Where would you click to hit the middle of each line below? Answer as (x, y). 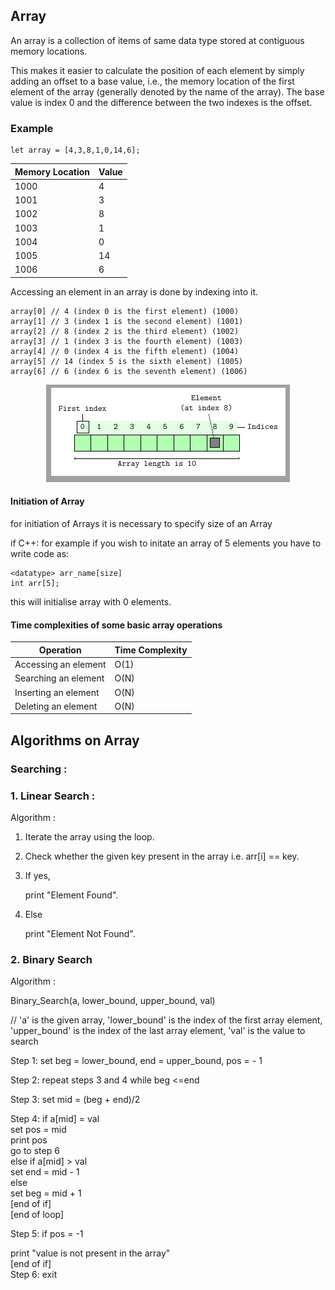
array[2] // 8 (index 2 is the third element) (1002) (125, 331)
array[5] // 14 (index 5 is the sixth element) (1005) (127, 361)
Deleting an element (56, 706)
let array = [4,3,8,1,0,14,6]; (75, 150)
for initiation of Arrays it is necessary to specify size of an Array (141, 524)
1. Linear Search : (53, 796)
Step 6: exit (34, 1275)
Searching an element (59, 678)
